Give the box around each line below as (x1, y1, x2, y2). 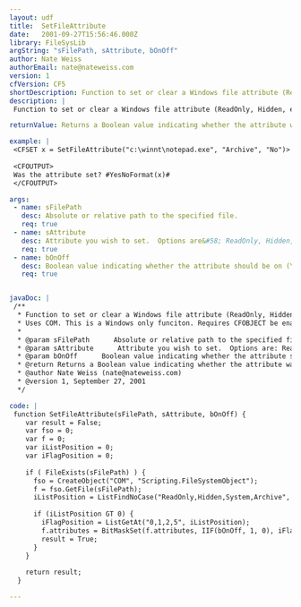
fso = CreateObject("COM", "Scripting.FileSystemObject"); (32, 476, 258, 485)
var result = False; (25, 418, 102, 427)
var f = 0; (25, 435, 66, 444)
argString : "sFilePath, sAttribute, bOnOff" (9, 47, 178, 56)
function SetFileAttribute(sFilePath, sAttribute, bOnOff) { (13, 409, 246, 419)
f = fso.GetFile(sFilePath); (32, 484, 142, 493)
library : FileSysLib (9, 38, 87, 47)
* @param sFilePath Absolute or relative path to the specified (17, 335, 282, 345)
